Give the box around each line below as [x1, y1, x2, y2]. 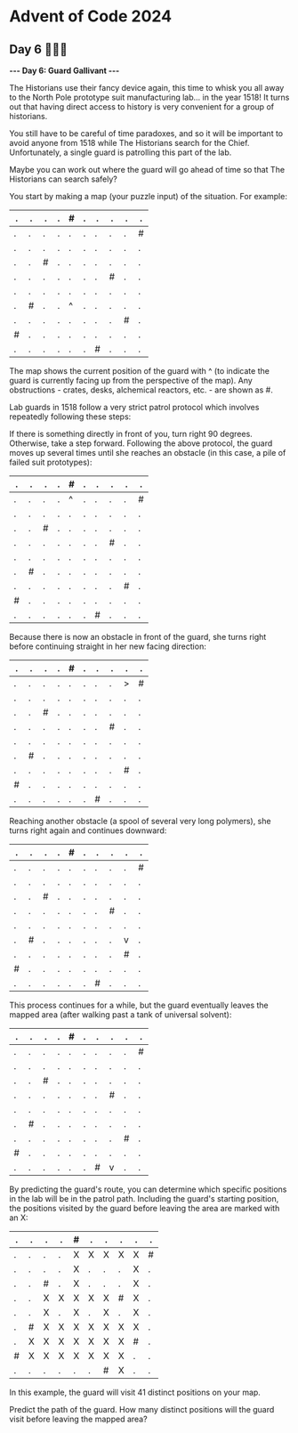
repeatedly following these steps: [9, 411, 132, 422]
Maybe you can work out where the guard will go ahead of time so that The [9, 165, 286, 174]
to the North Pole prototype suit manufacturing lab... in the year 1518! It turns [9, 92, 290, 102]
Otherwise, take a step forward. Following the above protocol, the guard [9, 438, 273, 449]
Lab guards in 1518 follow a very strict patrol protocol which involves [9, 402, 260, 412]
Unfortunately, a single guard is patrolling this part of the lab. [9, 147, 232, 158]
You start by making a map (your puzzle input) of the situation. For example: [9, 191, 287, 201]
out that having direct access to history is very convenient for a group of [9, 101, 274, 112]
